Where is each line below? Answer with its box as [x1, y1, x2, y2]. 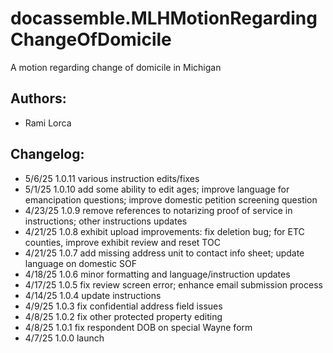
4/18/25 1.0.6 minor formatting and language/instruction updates [24, 268, 291, 280]
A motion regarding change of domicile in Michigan [10, 61, 222, 73]
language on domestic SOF [24, 257, 137, 269]
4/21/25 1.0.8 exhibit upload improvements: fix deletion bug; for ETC [24, 225, 305, 237]
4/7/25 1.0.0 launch [24, 332, 105, 344]
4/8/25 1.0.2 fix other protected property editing [24, 310, 223, 322]
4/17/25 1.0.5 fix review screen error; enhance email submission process [24, 278, 323, 291]
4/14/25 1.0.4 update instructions [24, 289, 162, 301]
